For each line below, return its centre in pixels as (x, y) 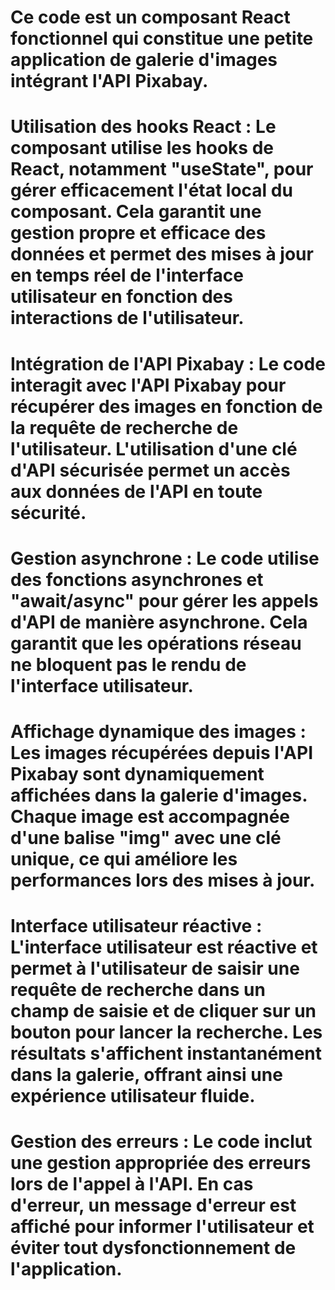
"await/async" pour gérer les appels (164, 600)
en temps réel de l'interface (127, 275)
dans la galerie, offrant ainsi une (146, 1075)
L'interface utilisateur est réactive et (164, 947)
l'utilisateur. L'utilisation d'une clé (154, 448)
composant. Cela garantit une (136, 212)
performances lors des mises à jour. (163, 880)
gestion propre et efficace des (138, 233)
